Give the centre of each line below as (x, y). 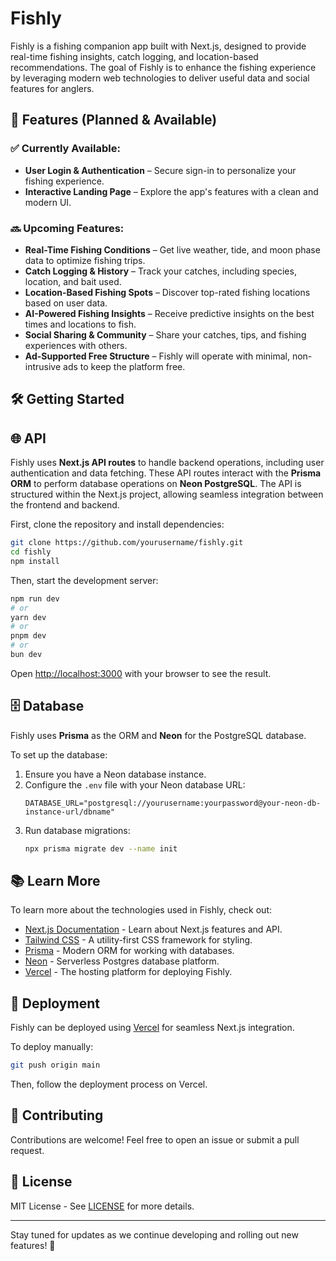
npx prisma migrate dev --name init (101, 848)
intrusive (43, 366)
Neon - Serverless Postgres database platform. (122, 961)
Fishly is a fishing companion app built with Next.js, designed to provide (158, 46)
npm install (35, 561)
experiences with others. (76, 345)
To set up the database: (59, 754)
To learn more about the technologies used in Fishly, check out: (141, 910)
